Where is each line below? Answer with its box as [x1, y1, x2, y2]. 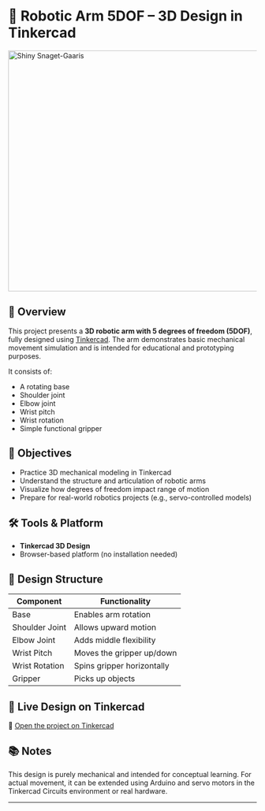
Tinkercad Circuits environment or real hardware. [8, 786, 168, 795]
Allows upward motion [73, 622, 156, 633]
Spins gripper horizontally [73, 660, 170, 671]
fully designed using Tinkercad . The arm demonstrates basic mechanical [8, 334, 245, 344]
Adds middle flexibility [73, 634, 156, 645]
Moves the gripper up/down [73, 648, 177, 659]
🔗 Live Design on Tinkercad [8, 700, 145, 713]
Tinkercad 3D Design [19, 541, 91, 551]
